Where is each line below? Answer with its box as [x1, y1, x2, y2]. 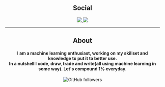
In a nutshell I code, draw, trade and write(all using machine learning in [9, 60, 156, 66]
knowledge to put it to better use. [48, 55, 117, 61]
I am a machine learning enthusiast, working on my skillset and [17, 50, 148, 56]
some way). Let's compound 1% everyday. [38, 66, 127, 72]
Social [73, 4, 92, 12]
